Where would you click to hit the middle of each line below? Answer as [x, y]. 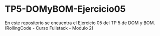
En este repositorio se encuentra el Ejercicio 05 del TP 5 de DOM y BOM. [80, 23]
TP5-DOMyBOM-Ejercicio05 [65, 9]
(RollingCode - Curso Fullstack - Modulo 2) [49, 28]
